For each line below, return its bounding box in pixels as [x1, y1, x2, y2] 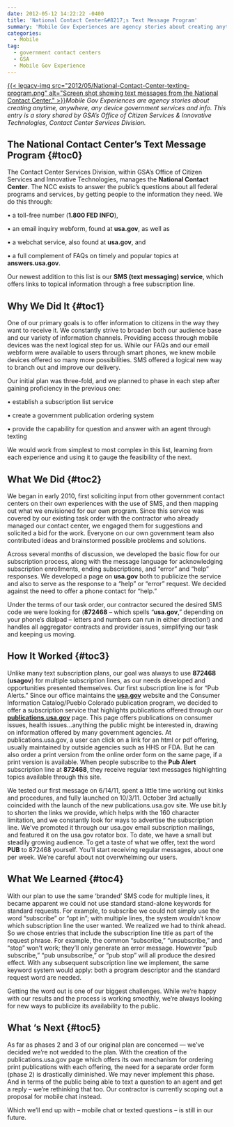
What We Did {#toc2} [7, 473, 102, 485]
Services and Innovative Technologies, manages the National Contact [7, 175, 209, 184]
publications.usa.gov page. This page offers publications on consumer [7, 713, 214, 722]
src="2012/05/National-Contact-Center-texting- [52, 81, 190, 89]
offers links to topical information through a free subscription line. [7, 280, 196, 288]
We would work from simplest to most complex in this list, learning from [7, 446, 213, 454]
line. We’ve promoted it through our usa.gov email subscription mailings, [7, 823, 214, 831]
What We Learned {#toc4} [7, 873, 124, 885]
